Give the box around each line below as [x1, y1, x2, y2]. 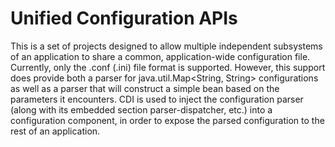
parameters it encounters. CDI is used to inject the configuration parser [10, 93, 304, 105]
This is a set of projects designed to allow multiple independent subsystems [10, 40, 323, 52]
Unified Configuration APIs [10, 7, 238, 30]
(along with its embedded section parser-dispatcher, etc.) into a [10, 103, 273, 116]
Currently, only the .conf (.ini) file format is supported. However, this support [10, 61, 326, 73]
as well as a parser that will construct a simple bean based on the [10, 82, 280, 94]
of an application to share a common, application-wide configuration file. [10, 50, 311, 62]
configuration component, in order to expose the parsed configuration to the [10, 114, 325, 126]
